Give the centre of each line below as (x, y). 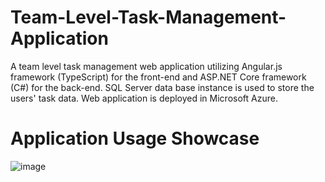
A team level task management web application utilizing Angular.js (146, 66)
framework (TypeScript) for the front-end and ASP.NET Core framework (158, 77)
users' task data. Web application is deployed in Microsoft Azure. (144, 98)
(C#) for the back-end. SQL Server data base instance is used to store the (162, 87)
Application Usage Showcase (135, 138)
